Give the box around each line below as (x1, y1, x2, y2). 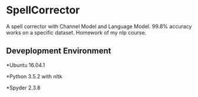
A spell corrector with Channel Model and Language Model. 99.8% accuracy (6, 23, 192, 30)
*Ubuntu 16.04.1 (6, 61, 45, 68)
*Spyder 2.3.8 (6, 84, 41, 91)
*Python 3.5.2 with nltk (6, 72, 62, 79)
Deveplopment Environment (6, 46, 111, 56)
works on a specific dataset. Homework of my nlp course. (6, 29, 147, 36)
